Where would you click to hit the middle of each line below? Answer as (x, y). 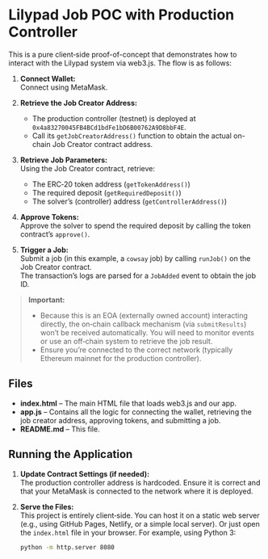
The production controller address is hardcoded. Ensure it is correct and (140, 482)
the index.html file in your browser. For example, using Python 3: (128, 532)
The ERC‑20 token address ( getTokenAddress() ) (111, 184)
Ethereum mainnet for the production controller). (121, 358)
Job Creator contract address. (103, 144)
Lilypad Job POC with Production (121, 15)
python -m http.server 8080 (67, 547)
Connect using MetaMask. (64, 87)
